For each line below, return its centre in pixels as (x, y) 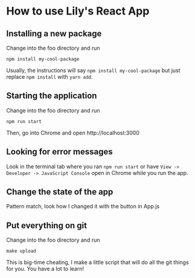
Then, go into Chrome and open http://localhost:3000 (73, 133)
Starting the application (52, 96)
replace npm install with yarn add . (50, 77)
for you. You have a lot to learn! (45, 269)
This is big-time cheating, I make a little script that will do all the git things (97, 262)
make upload (21, 251)
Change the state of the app (60, 192)
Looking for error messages (59, 152)
